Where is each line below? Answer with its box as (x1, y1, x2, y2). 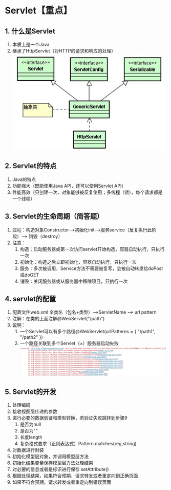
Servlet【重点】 (5, 5, 73, 16)
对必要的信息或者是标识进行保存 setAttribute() (12, 466, 109, 472)
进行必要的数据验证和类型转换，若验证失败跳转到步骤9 (12, 415, 127, 421)
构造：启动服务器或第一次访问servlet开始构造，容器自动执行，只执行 (19, 246, 165, 252)
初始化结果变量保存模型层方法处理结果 (12, 460, 93, 466)
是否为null (19, 421, 41, 427)
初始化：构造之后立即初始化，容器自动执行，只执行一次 (19, 259, 137, 265)
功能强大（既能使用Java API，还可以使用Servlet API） (12, 183, 126, 189)
